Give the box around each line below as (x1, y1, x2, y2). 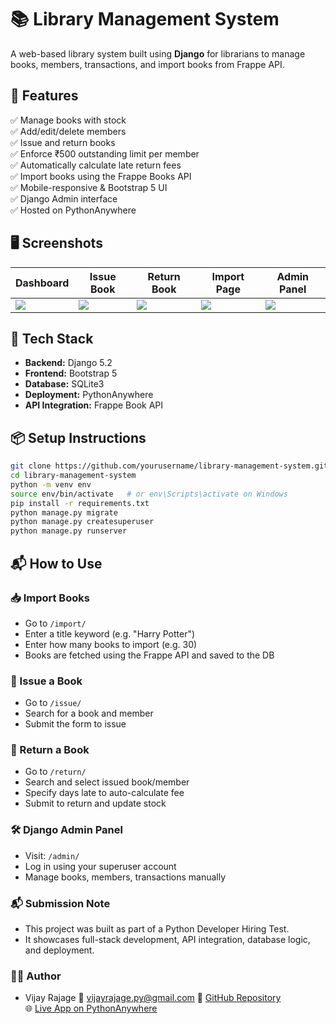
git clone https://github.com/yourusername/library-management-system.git (10, 461, 329, 471)
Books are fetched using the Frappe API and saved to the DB (24, 649, 275, 661)
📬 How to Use (10, 555, 103, 572)
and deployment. (24, 944, 95, 956)
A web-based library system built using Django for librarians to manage (10, 47, 306, 60)
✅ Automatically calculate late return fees (10, 159, 182, 171)
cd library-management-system (10, 471, 137, 481)
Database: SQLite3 (24, 378, 105, 390)
